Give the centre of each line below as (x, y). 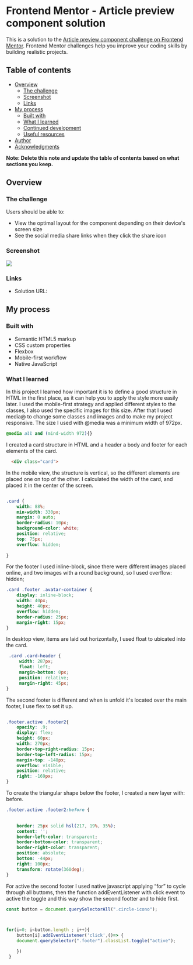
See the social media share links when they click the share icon (91, 236)
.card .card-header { (35, 656)
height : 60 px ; (34, 739)
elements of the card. (32, 451)
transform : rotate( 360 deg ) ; (50, 869)
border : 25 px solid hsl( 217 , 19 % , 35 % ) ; (66, 826)
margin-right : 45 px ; (44, 683)
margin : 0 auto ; (36, 517)
